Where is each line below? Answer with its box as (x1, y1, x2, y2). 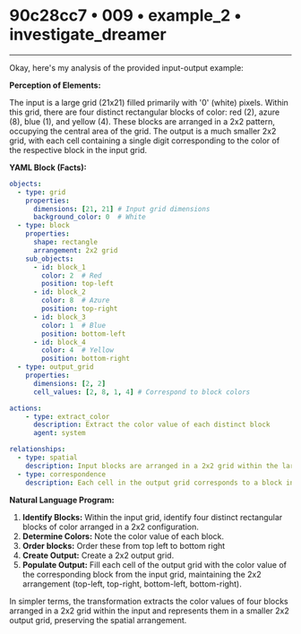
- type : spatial (17, 453, 78, 462)
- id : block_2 (32, 287, 87, 296)
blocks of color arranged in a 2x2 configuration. (21, 521, 200, 532)
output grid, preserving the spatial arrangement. (9, 614, 187, 625)
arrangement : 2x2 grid (32, 245, 118, 255)
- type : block (17, 221, 70, 230)
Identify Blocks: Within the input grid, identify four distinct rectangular (21, 511, 283, 522)
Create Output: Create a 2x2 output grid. (21, 550, 175, 561)
